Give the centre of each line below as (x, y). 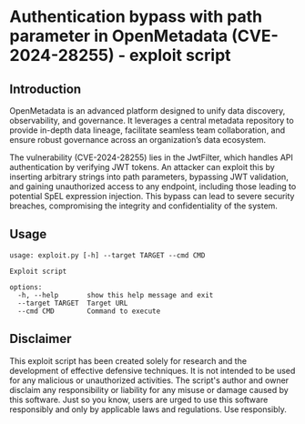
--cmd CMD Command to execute (89, 311)
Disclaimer (41, 339)
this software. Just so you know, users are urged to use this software (139, 399)
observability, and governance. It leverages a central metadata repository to (152, 121)
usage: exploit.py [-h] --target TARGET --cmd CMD (107, 255)
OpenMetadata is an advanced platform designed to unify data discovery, (147, 111)
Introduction (46, 89)
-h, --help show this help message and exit (116, 295)
